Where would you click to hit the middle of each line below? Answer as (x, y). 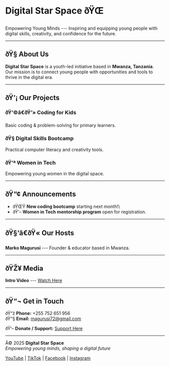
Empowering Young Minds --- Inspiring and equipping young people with (81, 28)
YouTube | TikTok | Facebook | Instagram (48, 358)
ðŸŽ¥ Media (24, 269)
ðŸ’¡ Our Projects (32, 98)
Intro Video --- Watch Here (34, 281)
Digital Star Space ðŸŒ (54, 11)
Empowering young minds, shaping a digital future (58, 348)
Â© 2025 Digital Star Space (35, 343)
